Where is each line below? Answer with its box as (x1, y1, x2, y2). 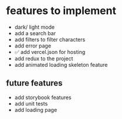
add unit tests (14, 100, 48, 107)
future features (6, 78, 63, 89)
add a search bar (14, 29, 56, 36)
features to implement (6, 4, 116, 18)
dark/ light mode (14, 23, 55, 30)
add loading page (14, 106, 57, 113)
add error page (14, 42, 52, 49)
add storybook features (14, 94, 72, 101)
